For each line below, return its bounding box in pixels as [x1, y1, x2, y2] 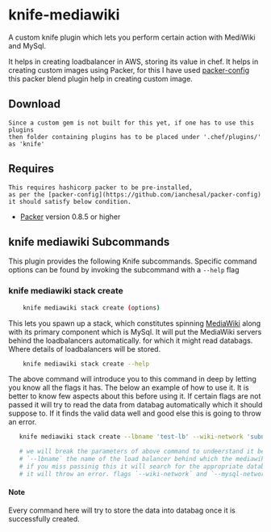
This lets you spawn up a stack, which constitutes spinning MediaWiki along [8, 318, 261, 328]
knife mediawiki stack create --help [23, 360, 150, 368]
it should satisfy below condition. [8, 197, 131, 205]
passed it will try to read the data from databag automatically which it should [8, 400, 263, 410]
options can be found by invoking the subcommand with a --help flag [8, 265, 240, 275]
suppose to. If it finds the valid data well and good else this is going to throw [8, 408, 262, 418]
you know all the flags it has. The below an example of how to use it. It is [8, 382, 249, 393]
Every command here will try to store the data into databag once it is [8, 505, 236, 515]
